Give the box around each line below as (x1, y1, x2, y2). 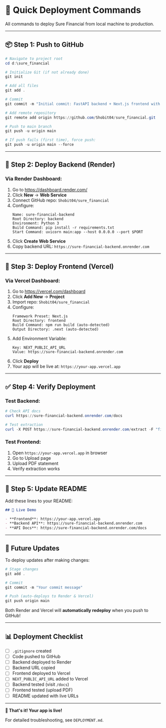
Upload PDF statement (12, 460, 59, 466)
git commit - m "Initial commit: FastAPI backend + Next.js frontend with (5, 101, 161, 106)
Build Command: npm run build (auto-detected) (12, 322, 110, 328)
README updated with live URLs (12, 693, 79, 699)
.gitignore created (12, 648, 52, 654)
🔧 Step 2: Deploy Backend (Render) (5, 161, 115, 169)
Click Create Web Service (12, 238, 66, 244)
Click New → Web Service (12, 192, 67, 198)
